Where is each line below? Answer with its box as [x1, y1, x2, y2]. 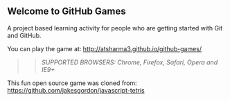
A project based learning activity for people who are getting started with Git [7, 24, 223, 32]
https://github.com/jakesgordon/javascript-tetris [7, 86, 145, 94]
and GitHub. [7, 31, 42, 39]
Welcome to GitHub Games [7, 6, 126, 17]
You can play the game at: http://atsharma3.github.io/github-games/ [7, 44, 202, 53]
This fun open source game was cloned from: [7, 79, 137, 87]
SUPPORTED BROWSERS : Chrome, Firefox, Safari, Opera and [41, 58, 218, 66]
